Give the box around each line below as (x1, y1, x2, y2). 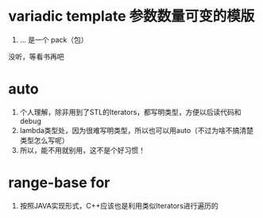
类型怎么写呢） (19, 136, 69, 145)
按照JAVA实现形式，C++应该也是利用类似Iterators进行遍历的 (19, 201, 219, 210)
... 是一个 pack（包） (19, 35, 89, 44)
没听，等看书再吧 (8, 52, 64, 61)
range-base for (8, 174, 110, 192)
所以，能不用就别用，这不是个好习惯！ (19, 145, 145, 155)
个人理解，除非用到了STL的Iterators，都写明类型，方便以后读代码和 (19, 107, 242, 117)
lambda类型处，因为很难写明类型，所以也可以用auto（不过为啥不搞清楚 (19, 125, 254, 135)
